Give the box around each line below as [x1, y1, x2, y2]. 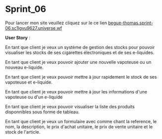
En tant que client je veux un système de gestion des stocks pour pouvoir [5, 44, 155, 50]
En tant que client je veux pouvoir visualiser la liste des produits [5, 103, 135, 109]
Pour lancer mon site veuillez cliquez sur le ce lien [5, 20, 108, 26]
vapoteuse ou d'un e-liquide [5, 94, 63, 100]
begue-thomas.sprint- [108, 20, 154, 26]
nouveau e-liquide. [5, 64, 44, 70]
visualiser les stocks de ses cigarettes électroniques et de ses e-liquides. [5, 49, 155, 55]
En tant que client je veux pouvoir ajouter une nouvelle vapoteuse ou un [5, 59, 152, 65]
